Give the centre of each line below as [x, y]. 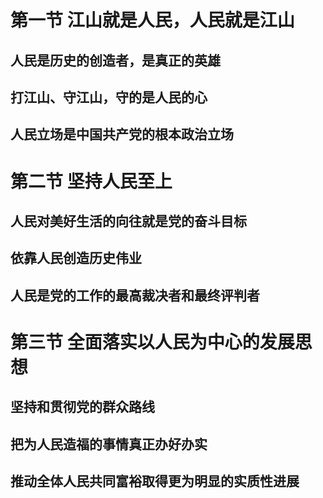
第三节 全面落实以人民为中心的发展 [152, 342]
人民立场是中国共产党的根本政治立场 [122, 134]
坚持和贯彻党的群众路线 [82, 407]
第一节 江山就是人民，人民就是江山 [152, 20]
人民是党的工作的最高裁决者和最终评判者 [135, 295]
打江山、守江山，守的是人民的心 [109, 97]
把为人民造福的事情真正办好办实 [109, 444]
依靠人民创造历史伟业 [76, 258]
